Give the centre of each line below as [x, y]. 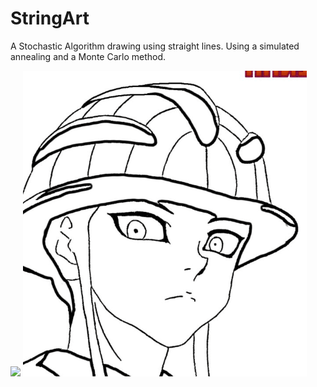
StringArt [50, 18]
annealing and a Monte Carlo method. [88, 56]
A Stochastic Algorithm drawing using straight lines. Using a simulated [155, 46]
